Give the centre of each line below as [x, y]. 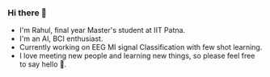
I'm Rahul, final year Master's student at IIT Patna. [102, 30]
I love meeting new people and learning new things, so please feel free [137, 56]
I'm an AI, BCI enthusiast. [61, 38]
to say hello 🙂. [43, 64]
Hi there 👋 [27, 13]
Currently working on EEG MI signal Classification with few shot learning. [141, 47]
